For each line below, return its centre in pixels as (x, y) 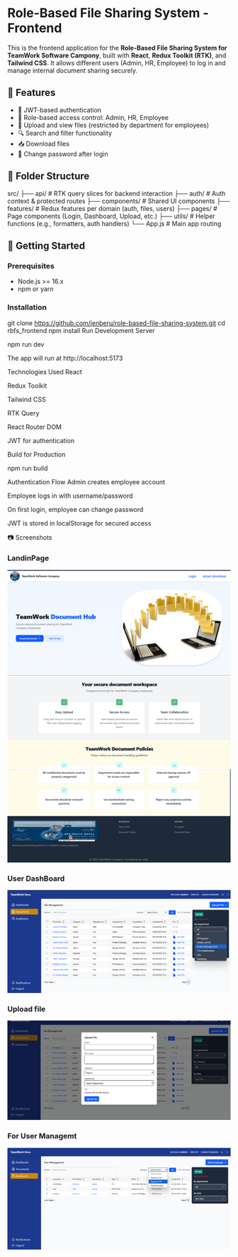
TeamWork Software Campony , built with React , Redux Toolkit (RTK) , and (117, 55)
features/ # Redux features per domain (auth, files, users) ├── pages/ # (112, 208)
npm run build (28, 468)
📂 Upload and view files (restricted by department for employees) (113, 125)
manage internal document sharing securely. (73, 70)
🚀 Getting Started (46, 245)
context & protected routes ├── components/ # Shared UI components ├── (119, 201)
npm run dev (26, 344)
